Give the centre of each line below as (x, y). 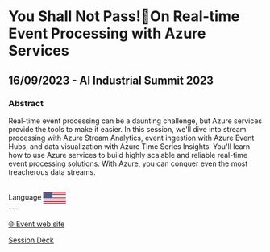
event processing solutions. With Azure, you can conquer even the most (128, 163)
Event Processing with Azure (107, 33)
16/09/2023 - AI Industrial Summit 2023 (111, 80)
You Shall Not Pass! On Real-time (124, 17)
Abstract (26, 103)
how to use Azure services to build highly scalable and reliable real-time (128, 155)
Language (25, 197)
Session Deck (31, 240)
